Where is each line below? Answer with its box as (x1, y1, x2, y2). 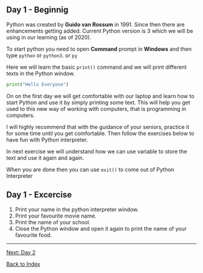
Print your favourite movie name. (14, 212, 97, 219)
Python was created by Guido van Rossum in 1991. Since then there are (6, 20, 185, 28)
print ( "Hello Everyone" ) (6, 81, 69, 87)
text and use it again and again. (6, 154, 85, 162)
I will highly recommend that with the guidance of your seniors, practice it (6, 123, 189, 130)
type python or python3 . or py (6, 51, 77, 59)
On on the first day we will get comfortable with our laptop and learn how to (6, 92, 195, 99)
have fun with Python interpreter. (6, 136, 88, 143)
